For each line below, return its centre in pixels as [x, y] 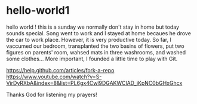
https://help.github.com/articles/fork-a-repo [60, 70]
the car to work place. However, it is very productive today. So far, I [89, 39]
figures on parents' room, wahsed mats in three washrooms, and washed [96, 52]
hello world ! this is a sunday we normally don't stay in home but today [93, 27]
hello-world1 [38, 10]
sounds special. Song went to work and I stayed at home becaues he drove [98, 33]
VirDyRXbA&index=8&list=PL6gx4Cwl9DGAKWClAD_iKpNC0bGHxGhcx [94, 83]
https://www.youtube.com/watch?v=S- [54, 77]
